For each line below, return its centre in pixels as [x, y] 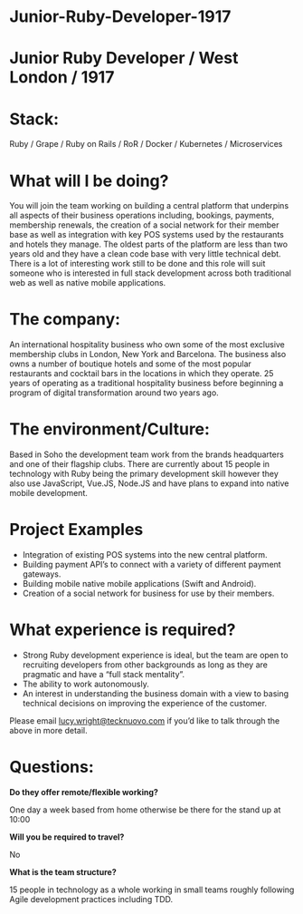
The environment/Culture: [110, 429]
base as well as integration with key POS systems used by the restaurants [147, 235]
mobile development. [48, 493]
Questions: [52, 767]
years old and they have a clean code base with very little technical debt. [146, 254]
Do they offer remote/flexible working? [84, 792]
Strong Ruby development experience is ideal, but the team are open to [155, 655]
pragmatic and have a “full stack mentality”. [104, 674]
